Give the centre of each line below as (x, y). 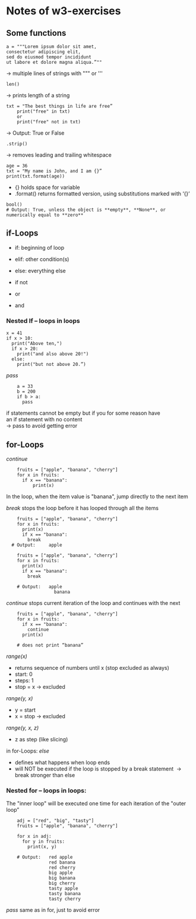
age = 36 (17, 166)
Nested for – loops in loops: (46, 790)
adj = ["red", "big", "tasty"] (56, 821)
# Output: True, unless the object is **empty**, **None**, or (86, 210)
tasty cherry (65, 899)
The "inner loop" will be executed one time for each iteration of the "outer (96, 803)
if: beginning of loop (39, 247)
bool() (14, 204)
